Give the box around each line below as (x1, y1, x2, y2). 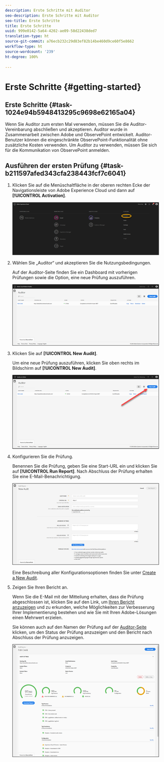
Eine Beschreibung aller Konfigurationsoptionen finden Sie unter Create (12, 570, 156, 575)
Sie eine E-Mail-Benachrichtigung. (12, 474, 82, 479)
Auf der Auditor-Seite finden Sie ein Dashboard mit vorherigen (12, 269, 138, 275)
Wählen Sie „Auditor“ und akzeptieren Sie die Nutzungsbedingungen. (12, 260, 151, 266)
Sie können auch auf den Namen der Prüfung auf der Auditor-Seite (12, 624, 147, 630)
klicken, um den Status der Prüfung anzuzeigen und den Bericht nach (12, 629, 152, 635)
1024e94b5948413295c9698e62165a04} (5, 108, 136, 117)
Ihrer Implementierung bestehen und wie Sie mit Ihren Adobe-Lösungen (12, 610, 157, 616)
